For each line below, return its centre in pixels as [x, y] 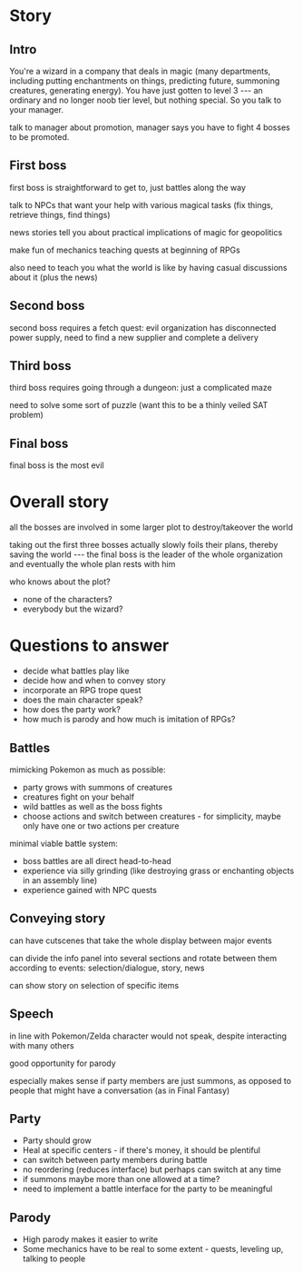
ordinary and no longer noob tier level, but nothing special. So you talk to [146, 100]
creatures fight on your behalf [78, 797]
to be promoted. [39, 137]
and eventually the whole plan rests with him [93, 564]
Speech [32, 1014]
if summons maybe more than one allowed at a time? [121, 1179]
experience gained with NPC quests [89, 890]
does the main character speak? [83, 700]
